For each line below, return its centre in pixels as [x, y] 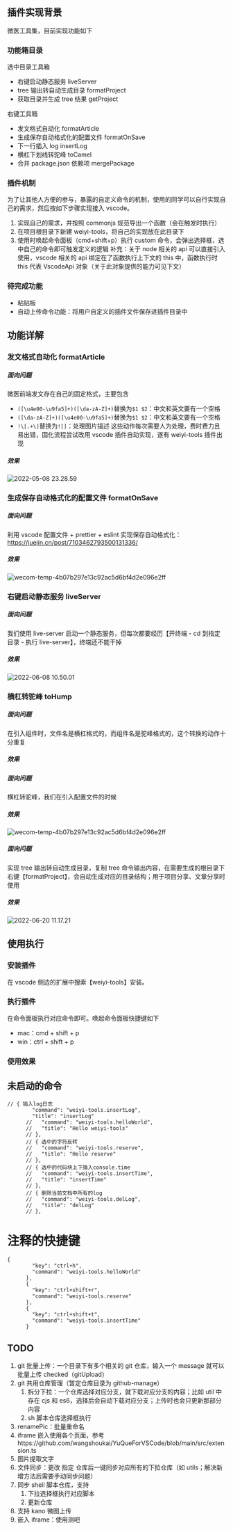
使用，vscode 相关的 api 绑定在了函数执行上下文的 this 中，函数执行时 [118, 258]
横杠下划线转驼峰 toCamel [54, 154]
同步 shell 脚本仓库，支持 [53, 1485]
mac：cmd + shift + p [48, 1033]
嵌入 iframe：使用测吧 [49, 1520]
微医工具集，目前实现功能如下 [50, 31]
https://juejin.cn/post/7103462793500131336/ [73, 542]
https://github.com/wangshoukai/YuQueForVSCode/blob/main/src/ [113, 1443]
